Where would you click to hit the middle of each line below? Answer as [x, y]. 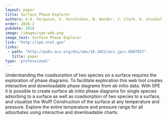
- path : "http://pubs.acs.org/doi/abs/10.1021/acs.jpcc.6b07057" [77, 51]
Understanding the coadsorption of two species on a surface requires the [81, 75]
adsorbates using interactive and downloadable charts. [62, 112]
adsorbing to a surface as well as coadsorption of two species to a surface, [83, 96]
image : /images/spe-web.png [34, 33]
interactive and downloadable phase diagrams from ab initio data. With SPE [83, 86]
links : [12, 47]
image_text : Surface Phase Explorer [43, 38]
